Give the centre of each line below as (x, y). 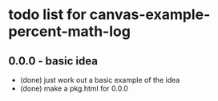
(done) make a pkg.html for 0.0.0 (74, 88)
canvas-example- (150, 15)
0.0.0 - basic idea (53, 61)
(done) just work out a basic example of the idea (100, 80)
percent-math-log (69, 31)
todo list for (47, 15)
